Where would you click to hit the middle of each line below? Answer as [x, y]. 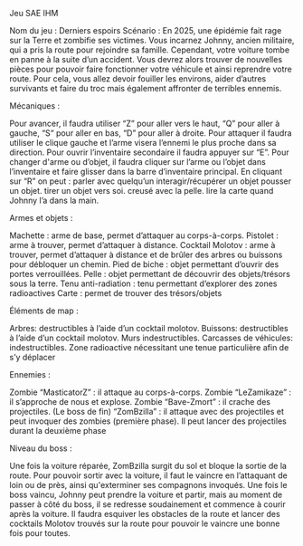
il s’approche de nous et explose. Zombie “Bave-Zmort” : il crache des [140, 402]
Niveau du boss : [41, 448]
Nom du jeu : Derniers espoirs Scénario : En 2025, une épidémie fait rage [146, 30]
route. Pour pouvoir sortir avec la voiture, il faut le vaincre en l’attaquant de [148, 475]
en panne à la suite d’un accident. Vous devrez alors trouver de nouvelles [146, 59]
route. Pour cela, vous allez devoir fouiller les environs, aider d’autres [138, 79]
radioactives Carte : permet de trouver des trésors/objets [116, 293]
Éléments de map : [44, 311]
